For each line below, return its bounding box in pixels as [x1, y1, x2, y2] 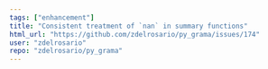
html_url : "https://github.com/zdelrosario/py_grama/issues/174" [9, 30, 260, 39]
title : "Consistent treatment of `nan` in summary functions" [9, 22, 248, 30]
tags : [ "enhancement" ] [9, 13, 95, 22]
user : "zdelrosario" [9, 38, 88, 47]
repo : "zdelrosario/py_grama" [9, 47, 124, 56]
